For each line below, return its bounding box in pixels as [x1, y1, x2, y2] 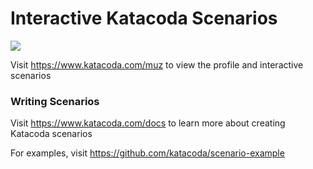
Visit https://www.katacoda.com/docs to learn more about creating [10, 117, 286, 129]
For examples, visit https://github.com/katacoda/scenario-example [10, 147, 285, 159]
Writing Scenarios [10, 94, 100, 108]
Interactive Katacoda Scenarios [10, 7, 278, 30]
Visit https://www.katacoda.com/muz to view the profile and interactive [10, 58, 304, 71]
